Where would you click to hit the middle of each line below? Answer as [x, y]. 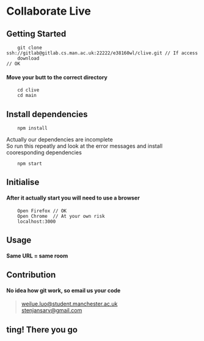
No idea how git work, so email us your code [64, 290]
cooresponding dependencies [44, 153]
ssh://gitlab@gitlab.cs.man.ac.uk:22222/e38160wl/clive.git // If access [102, 53]
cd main [27, 96]
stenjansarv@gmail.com [52, 310]
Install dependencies [47, 114]
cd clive [28, 90]
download [28, 59]
